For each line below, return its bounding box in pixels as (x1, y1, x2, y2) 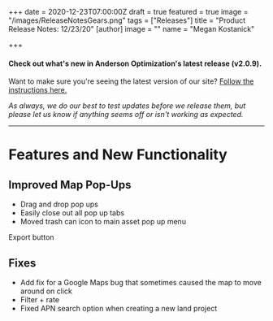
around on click (19, 286, 73, 296)
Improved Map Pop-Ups (8, 178, 132, 192)
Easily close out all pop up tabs (19, 208, 124, 218)
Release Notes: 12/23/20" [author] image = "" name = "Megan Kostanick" (8, 24, 255, 33)
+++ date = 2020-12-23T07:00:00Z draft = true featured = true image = (8, 7, 249, 16)
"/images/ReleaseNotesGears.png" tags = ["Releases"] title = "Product (8, 15, 246, 25)
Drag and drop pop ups (19, 199, 99, 210)
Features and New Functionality (8, 145, 227, 164)
